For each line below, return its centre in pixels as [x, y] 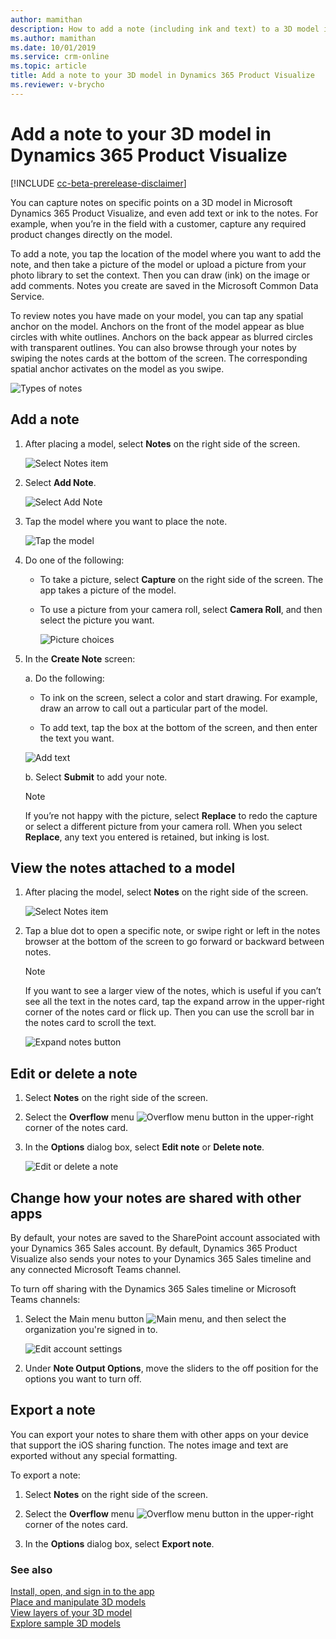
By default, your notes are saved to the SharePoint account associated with [165, 1237]
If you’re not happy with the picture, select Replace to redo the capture [171, 815]
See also [31, 1569]
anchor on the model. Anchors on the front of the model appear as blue [157, 326]
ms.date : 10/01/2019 [53, 47]
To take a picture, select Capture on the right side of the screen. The [181, 579]
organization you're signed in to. [91, 1329]
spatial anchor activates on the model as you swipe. [117, 368]
